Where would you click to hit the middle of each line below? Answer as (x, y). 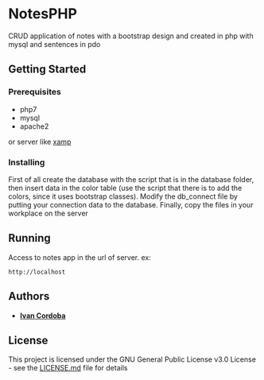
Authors (29, 296)
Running (30, 238)
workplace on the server (49, 213)
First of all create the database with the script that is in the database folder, (131, 179)
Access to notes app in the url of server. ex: (80, 257)
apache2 (34, 126)
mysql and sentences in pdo (54, 44)
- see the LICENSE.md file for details (68, 368)
